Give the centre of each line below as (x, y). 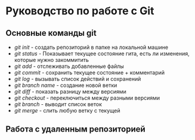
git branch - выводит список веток (58, 104)
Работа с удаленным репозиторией (75, 129)
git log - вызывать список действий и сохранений (78, 79)
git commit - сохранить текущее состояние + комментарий (89, 72)
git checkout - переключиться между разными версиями (87, 98)
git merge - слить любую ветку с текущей (67, 111)
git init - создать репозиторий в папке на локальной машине (91, 47)
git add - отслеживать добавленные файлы (69, 66)
